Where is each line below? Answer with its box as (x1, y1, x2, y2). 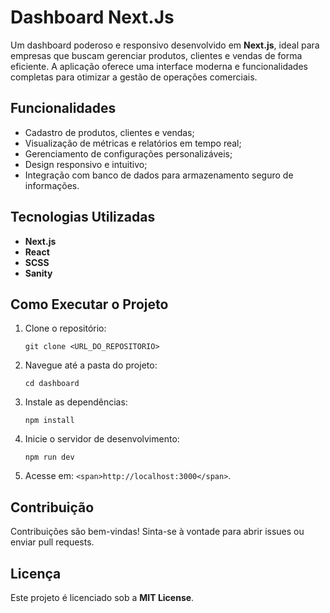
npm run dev (24, 452, 75, 463)
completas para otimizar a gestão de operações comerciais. (10, 71, 258, 83)
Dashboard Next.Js (10, 6, 175, 29)
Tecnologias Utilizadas (10, 209, 156, 226)
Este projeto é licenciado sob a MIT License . (10, 592, 195, 603)
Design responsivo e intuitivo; (24, 158, 148, 170)
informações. (24, 179, 80, 191)
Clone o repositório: (24, 322, 107, 335)
